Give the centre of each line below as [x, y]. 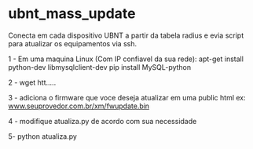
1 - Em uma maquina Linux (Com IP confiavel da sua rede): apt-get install [126, 59]
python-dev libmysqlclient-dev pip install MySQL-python [100, 67]
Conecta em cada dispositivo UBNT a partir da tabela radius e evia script [126, 35]
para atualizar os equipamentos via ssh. [73, 43]
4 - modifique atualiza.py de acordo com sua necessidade [103, 121]
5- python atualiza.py [42, 136]
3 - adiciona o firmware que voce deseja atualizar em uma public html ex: [127, 97]
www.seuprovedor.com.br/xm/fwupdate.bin [79, 106]
